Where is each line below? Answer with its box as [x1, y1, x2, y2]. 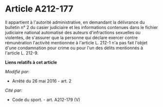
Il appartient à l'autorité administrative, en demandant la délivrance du [5, 19, 145, 25]
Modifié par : [5, 68, 30, 74]
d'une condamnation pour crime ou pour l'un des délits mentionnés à [5, 45, 143, 51]
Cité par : [5, 87, 23, 93]
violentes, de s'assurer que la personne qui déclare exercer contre [5, 35, 138, 40]
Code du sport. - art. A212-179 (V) [12, 96, 81, 102]
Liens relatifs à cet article [5, 59, 57, 65]
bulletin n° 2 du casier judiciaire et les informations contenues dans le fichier [5, 24, 158, 30]
